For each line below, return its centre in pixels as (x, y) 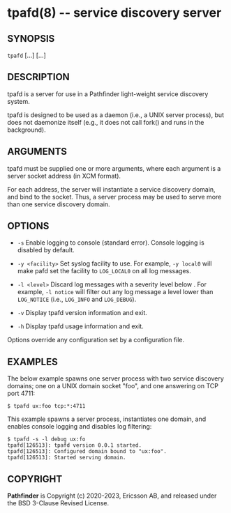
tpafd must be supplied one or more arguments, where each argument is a (114, 168)
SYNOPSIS (31, 39)
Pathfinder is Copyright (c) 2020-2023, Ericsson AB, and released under (112, 496)
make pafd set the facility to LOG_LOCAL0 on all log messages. (104, 271)
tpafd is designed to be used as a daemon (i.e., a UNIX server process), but (116, 115)
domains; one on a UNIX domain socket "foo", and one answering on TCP (113, 386)
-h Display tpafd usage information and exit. (81, 326)
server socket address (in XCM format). (64, 176)
